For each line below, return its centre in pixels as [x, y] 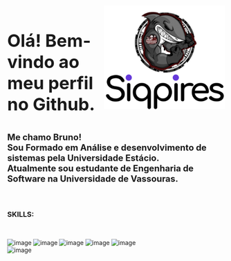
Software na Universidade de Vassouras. [93, 179]
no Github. [51, 104]
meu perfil [50, 83]
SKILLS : [21, 214]
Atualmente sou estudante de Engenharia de [101, 168]
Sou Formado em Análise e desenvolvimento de [107, 147]
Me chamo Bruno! [44, 137]
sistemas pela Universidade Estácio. [83, 158]
